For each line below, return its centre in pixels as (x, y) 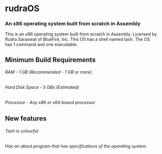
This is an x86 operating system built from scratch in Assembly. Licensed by (81, 34)
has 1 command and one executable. (42, 45)
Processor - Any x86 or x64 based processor (50, 102)
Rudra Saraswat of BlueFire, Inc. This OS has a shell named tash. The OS (78, 39)
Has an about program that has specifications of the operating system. (76, 146)
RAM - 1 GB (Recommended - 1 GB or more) (49, 72)
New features (26, 119)
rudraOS (22, 9)
